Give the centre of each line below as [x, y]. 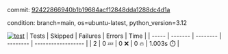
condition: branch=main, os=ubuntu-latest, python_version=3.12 [97, 23]
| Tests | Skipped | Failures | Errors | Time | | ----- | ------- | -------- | [124, 36]
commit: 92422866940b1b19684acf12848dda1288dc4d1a [89, 10]
